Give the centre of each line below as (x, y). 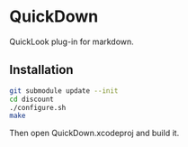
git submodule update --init (64, 91)
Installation (41, 70)
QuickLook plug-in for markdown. (72, 41)
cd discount (31, 99)
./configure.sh (38, 107)
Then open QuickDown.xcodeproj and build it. (94, 133)
